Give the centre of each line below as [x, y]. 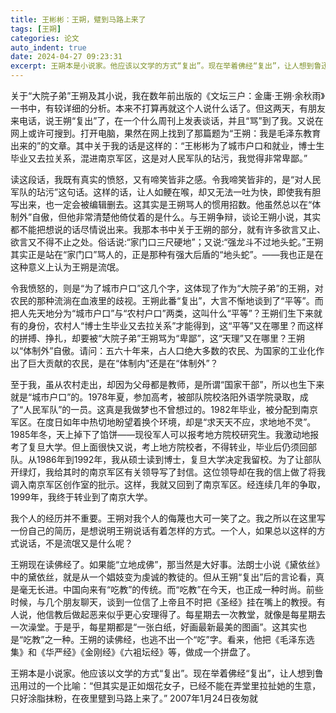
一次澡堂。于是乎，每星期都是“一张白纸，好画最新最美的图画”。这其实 [154, 627]
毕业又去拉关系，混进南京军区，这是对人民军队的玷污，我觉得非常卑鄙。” [159, 158]
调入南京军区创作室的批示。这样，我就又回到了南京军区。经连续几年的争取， [168, 484]
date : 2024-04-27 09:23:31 [66, 57]
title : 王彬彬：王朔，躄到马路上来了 [78, 19]
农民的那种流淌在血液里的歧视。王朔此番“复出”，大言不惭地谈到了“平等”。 [162, 300]
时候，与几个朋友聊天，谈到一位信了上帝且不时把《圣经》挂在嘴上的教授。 [163, 602]
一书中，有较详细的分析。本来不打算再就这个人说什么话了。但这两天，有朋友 [168, 108]
